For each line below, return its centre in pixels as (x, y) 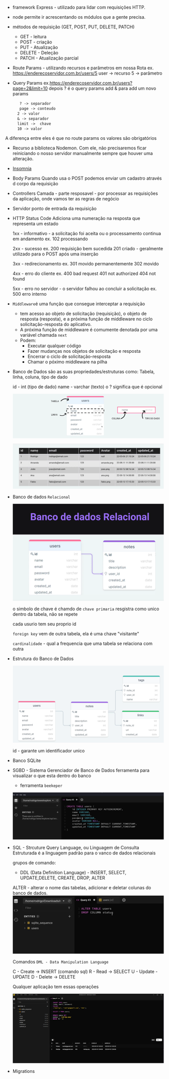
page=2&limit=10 (30, 88)
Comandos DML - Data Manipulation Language (61, 962)
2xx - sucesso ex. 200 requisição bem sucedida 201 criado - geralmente (88, 249)
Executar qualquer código (54, 346)
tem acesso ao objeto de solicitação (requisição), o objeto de (83, 313)
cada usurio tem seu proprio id (44, 624)
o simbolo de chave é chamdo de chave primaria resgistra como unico (86, 609)
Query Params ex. (31, 83)
